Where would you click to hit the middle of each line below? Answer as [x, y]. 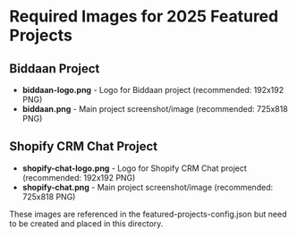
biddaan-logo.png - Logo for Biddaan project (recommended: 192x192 [153, 90]
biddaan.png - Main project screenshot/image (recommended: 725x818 [155, 109]
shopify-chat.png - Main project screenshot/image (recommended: [148, 187]
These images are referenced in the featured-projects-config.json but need [148, 214]
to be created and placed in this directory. [86, 223]
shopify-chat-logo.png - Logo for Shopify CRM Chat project [135, 168]
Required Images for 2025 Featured [144, 17]
